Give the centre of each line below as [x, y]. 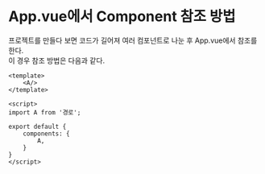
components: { [46, 134]
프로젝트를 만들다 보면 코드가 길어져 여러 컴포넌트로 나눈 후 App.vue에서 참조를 [133, 40]
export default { [37, 126]
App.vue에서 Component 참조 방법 [122, 17]
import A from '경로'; [45, 112]
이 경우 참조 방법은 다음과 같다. [57, 60]
